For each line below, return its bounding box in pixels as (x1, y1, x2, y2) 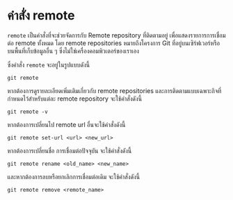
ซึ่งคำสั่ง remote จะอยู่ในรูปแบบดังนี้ (7, 60, 90, 69)
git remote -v (7, 108, 49, 115)
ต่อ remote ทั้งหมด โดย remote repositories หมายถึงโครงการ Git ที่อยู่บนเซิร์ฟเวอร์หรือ (7, 39, 220, 47)
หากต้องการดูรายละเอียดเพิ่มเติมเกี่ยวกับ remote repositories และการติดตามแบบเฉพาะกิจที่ (7, 86, 222, 94)
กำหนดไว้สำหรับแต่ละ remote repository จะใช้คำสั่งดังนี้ (7, 94, 143, 103)
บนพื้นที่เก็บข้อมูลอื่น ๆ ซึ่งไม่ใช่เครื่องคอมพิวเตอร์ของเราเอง (7, 47, 139, 55)
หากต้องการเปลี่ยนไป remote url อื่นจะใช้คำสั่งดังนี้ (7, 120, 126, 128)
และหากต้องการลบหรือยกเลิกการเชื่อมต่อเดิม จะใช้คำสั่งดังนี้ (7, 172, 140, 181)
